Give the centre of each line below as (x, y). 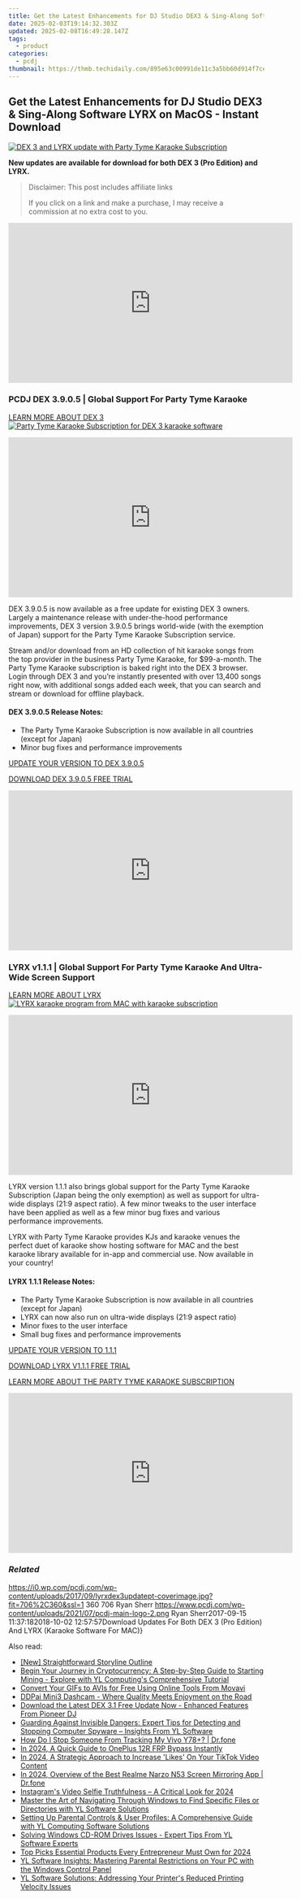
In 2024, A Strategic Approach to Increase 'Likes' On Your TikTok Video (140, 1757)
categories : (28, 54)
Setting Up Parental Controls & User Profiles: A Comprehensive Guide (136, 1817)
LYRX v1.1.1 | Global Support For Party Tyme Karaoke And (123, 967)
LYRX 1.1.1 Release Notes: (52, 1281)
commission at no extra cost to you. (88, 211)
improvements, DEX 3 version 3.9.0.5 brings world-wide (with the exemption (136, 626)
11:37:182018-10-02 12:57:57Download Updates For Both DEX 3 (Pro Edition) (135, 1622)
